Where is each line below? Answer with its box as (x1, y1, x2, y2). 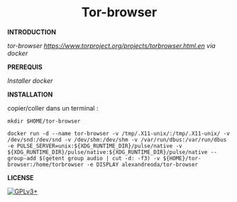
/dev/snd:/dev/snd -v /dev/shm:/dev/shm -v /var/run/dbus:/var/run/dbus (7, 136, 227, 143)
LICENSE (7, 173, 34, 181)
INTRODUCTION (7, 28, 57, 36)
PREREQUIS (7, 62, 43, 71)
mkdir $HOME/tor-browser (7, 118, 81, 125)
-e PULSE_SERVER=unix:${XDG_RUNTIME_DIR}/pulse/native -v (7, 142, 182, 150)
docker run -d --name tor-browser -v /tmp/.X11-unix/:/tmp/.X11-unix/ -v (7, 130, 231, 137)
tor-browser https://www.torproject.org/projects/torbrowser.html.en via (7, 41, 216, 50)
